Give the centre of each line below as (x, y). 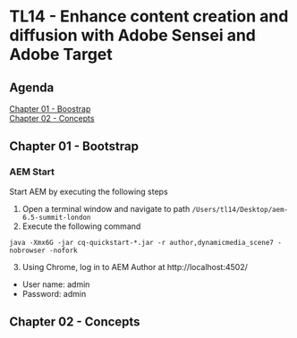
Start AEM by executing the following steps (89, 191)
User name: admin (56, 284)
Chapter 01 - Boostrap (50, 109)
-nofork (63, 250)
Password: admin (54, 293)
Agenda (32, 87)
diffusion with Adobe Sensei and (133, 35)
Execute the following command (81, 226)
